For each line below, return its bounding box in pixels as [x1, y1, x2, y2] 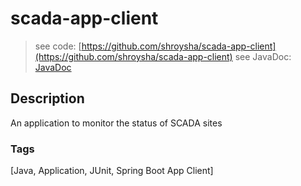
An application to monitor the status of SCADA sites [10, 117, 223, 129]
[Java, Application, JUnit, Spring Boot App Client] [10, 165, 214, 177]
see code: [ [34, 40, 82, 52]
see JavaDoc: [234, 50, 292, 62]
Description [10, 90, 85, 107]
